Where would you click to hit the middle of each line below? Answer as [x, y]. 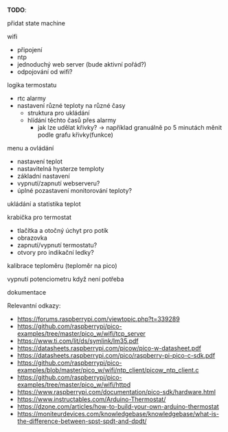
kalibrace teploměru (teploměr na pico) [62, 266]
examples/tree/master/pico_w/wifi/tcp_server [81, 333]
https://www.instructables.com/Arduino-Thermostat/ [91, 399]
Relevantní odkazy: [34, 306]
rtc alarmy [32, 98]
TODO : [17, 10]
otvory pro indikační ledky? [55, 252]
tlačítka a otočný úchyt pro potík [62, 230]
